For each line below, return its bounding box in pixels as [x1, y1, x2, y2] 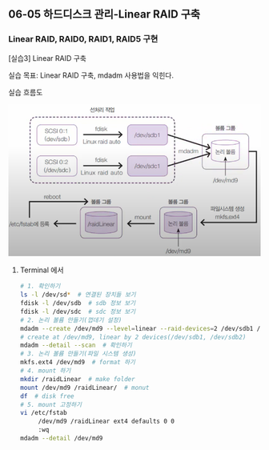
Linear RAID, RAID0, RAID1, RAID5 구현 [8, 34, 159, 45]
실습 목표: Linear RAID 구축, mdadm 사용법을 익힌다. [8, 70, 175, 80]
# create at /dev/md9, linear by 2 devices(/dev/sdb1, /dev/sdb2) [19, 333, 247, 341]
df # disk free [19, 392, 74, 400]
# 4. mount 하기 [19, 367, 71, 375]
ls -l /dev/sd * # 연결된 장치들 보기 [19, 291, 136, 299]
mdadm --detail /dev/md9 [19, 435, 103, 443]
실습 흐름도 [8, 87, 43, 97]
